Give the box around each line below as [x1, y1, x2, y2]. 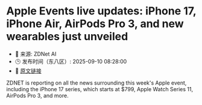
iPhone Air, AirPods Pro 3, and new [6, 17, 184, 31]
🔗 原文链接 [14, 67, 42, 74]
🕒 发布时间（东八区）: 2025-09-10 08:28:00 [14, 58, 127, 65]
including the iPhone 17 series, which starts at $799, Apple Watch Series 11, [6, 85, 194, 92]
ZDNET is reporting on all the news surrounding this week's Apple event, [6, 79, 187, 86]
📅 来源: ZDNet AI [14, 50, 57, 58]
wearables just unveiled [6, 30, 128, 43]
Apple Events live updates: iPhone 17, [6, 4, 197, 18]
